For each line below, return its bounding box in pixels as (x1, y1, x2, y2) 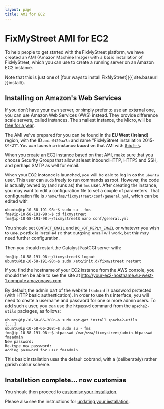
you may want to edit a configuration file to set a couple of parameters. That (5, 188, 160, 194)
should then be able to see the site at (5, 272, 80, 278)
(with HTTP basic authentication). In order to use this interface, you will (5, 292, 149, 298)
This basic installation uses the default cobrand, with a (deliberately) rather (5, 356, 157, 362)
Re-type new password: (5, 344, 52, 349)
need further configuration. (5, 235, 60, 241)
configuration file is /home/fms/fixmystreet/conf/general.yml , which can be (5, 193, 159, 199)
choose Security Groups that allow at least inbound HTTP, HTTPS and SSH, (5, 157, 158, 163)
